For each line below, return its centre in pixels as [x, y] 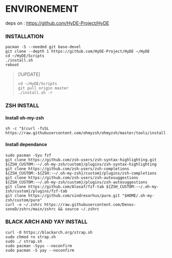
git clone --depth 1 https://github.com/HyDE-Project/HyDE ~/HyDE [78, 52]
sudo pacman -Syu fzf [28, 155]
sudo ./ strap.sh [24, 241]
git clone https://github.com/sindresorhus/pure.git [63, 196]
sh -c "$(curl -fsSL [27, 128]
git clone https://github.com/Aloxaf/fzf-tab [55, 187]
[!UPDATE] [29, 74]
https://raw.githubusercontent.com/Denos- [90, 205]
